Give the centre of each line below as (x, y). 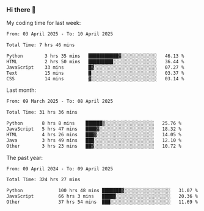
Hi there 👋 (21, 10)
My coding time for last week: (44, 23)
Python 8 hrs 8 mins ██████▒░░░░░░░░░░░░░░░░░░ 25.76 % (94, 123)
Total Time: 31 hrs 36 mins (42, 112)
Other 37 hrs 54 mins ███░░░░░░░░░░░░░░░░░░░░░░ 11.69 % (102, 202)
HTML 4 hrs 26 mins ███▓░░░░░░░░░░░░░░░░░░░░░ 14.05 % (94, 134)
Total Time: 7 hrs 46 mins (41, 45)
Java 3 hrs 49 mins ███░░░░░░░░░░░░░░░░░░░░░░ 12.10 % (94, 140)
